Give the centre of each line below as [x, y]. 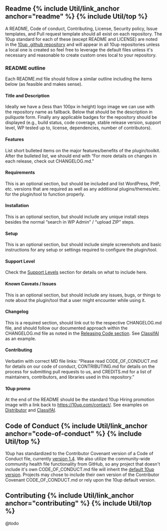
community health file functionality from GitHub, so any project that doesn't [83, 464]
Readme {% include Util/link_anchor [62, 9]
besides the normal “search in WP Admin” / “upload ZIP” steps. [70, 222]
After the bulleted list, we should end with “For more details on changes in [81, 156]
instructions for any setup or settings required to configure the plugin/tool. [82, 250]
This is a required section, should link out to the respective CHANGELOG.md [83, 322]
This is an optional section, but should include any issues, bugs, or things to [83, 295]
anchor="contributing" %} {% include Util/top [79, 503]
